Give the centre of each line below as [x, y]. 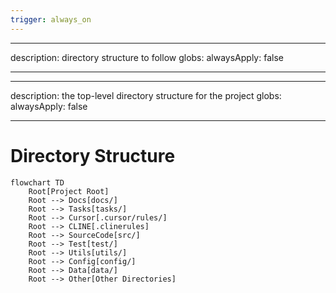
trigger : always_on [51, 19]
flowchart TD [37, 182]
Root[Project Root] [69, 191]
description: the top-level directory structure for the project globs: [146, 95]
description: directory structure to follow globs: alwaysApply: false [147, 57]
